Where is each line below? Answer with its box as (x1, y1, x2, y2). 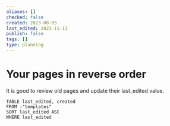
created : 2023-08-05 (6, 20, 58, 26)
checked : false (6, 14, 44, 20)
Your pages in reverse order (6, 68, 147, 81)
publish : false (6, 31, 44, 37)
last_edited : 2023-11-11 (6, 25, 68, 31)
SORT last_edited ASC (6, 109, 60, 115)
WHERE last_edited (6, 114, 52, 120)
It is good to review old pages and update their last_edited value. (6, 87, 165, 94)
